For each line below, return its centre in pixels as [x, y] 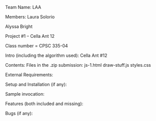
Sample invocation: [25, 94]
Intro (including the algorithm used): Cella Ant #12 [56, 55]
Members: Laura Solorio [30, 17]
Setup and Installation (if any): [36, 84]
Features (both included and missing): [44, 104]
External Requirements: [29, 75]
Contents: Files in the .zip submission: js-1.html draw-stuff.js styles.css [78, 65]
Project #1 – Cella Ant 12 [30, 36]
